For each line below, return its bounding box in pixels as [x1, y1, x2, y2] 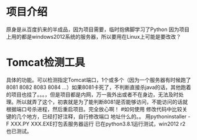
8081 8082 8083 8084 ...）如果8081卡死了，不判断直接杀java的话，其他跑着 [6, 83, 191, 91]
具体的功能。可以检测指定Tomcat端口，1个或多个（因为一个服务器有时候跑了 [6, 76, 191, 83]
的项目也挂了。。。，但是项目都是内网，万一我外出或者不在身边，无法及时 [6, 91, 179, 98]
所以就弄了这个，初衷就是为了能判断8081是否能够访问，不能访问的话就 [16, 98, 188, 105]
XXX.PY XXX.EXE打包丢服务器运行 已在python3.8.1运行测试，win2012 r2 [11, 120, 186, 127]
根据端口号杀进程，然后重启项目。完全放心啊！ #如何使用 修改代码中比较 [6, 105, 182, 112]
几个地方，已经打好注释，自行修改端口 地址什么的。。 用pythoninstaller [16, 112, 187, 120]
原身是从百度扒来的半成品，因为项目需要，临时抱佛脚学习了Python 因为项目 [6, 26, 190, 33]
